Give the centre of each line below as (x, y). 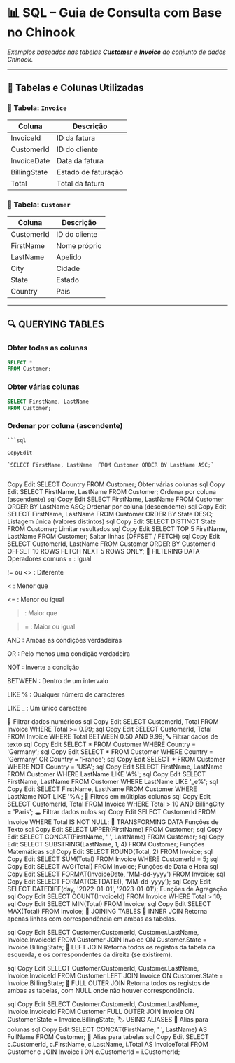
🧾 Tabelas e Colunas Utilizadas (76, 88)
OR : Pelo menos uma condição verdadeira (69, 653)
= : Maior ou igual (50, 626)
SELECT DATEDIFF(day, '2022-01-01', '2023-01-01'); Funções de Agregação (117, 889)
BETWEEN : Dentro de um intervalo (58, 680)
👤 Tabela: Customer (39, 205)
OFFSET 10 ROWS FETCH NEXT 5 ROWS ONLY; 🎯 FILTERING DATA (104, 551)
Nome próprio (79, 245)
